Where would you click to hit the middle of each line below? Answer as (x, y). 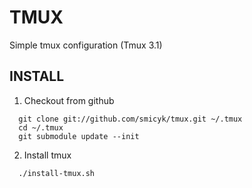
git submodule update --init (79, 136)
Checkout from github (69, 100)
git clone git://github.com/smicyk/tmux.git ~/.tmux (130, 119)
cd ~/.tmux (41, 127)
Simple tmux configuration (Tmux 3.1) (86, 45)
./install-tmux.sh (57, 173)
